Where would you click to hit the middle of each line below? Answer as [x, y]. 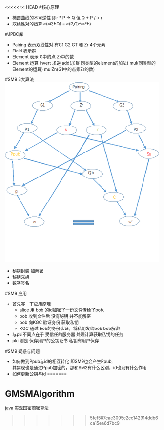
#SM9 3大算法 [20, 79]
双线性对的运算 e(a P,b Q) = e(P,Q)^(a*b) [51, 24]
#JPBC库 [14, 34]
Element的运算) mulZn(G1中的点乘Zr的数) [53, 69]
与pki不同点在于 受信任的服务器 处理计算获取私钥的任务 [68, 334]
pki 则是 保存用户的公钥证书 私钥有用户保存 [55, 340]
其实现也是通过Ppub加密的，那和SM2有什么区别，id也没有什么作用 [80, 367]
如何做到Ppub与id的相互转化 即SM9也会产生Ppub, [62, 361]
